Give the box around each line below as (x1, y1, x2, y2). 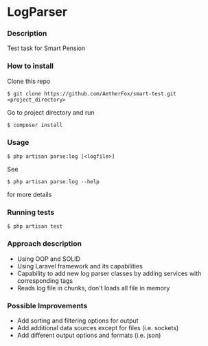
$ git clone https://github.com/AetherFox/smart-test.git (7, 90, 176, 97)
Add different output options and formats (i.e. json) (16, 331, 161, 339)
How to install (7, 61, 54, 71)
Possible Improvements (7, 301, 88, 310)
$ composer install (7, 122, 63, 128)
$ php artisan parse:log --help (7, 178, 100, 185)
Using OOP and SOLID (16, 255, 81, 263)
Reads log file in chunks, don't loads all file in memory (16, 284, 170, 292)
